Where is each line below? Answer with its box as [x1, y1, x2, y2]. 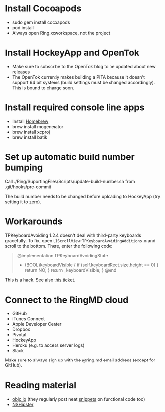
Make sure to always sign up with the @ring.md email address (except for [5, 357, 155, 363]
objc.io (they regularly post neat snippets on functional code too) [12, 396, 145, 402]
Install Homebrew [12, 118, 49, 124]
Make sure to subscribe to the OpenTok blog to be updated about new [12, 63, 156, 69]
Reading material [5, 379, 77, 391]
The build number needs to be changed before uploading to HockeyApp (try [5, 193, 160, 199]
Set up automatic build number [5, 152, 135, 162]
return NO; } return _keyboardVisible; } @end [24, 267, 117, 273]
